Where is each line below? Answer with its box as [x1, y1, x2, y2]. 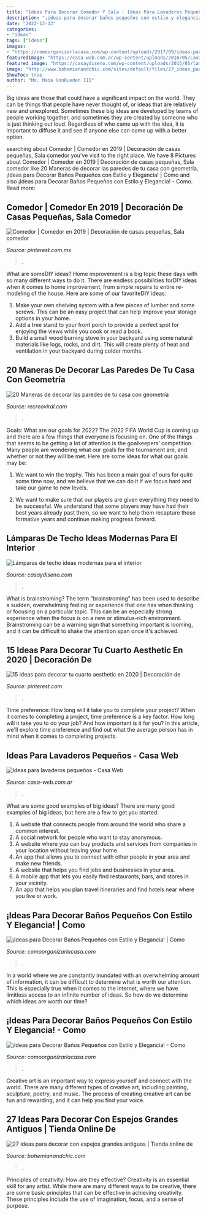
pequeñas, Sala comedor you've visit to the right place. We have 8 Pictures [6, 151, 196, 159]
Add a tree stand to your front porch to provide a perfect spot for [15, 321, 179, 328]
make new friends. [15, 860, 63, 867]
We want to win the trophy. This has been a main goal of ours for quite [15, 470, 193, 478]
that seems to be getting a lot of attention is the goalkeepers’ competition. [6, 439, 193, 447]
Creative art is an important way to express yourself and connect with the [6, 1077, 192, 1084]
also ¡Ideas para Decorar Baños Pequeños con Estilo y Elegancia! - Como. [6, 178, 193, 185]
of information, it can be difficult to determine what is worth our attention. [6, 978, 192, 985]
